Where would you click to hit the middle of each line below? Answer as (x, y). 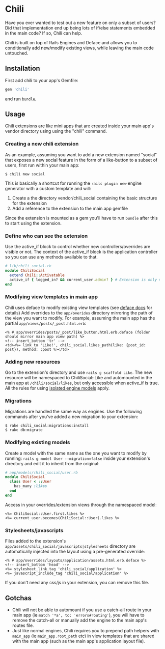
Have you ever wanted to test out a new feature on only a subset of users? (81, 23)
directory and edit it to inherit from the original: (52, 463)
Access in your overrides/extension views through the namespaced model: (81, 505)
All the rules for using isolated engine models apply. (57, 388)
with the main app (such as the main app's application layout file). (79, 641)
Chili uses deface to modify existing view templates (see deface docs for (79, 308)
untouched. (17, 53)
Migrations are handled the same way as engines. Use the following (74, 412)
